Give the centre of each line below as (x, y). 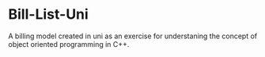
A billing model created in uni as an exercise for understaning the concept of (133, 36)
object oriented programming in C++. (69, 44)
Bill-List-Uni (48, 14)
